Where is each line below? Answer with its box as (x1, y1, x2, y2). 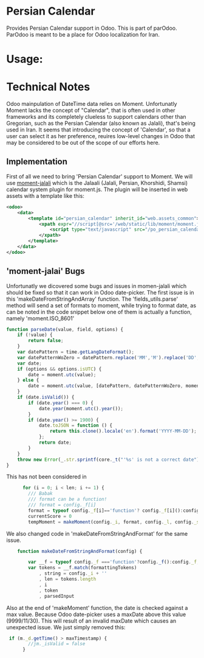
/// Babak (28, 491, 53, 497)
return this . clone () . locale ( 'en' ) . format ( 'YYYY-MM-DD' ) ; (49, 428, 197, 435)
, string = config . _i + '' (38, 570, 107, 576)
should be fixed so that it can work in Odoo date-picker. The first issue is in (6, 289, 194, 296)
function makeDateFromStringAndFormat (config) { (17, 548, 143, 555)
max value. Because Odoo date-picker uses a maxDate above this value (6, 611, 186, 618)
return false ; (28, 338, 64, 344)
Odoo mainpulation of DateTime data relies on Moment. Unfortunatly (6, 100, 177, 108)
